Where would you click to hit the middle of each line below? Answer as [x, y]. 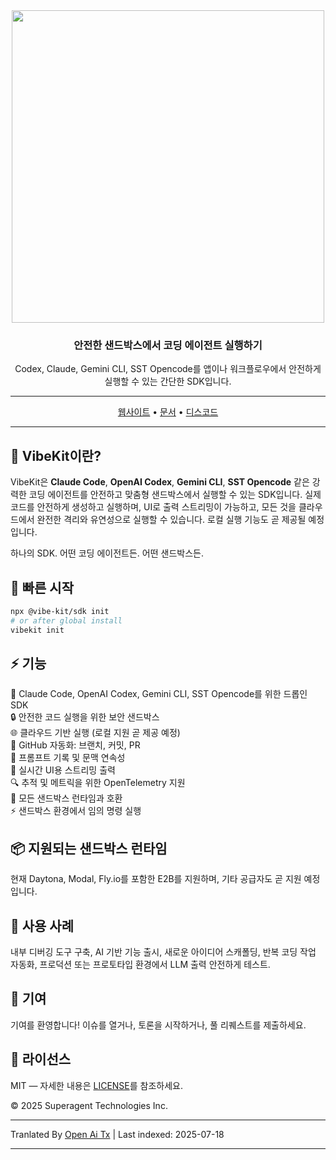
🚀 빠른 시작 [42, 587]
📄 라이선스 [41, 1059]
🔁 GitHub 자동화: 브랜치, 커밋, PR [75, 745]
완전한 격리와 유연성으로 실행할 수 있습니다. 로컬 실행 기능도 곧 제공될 [171, 520]
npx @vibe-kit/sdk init [60, 611]
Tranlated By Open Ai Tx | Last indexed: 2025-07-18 [117, 1134]
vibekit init [37, 630]
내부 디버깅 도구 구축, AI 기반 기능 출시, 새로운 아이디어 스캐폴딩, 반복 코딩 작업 [163, 951]
